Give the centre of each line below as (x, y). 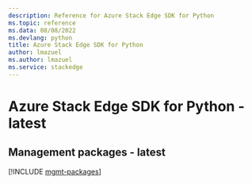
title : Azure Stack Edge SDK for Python (76, 45)
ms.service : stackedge (46, 67)
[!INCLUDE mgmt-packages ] (55, 171)
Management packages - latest (87, 153)
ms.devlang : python (40, 38)
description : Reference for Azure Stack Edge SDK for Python (111, 15)
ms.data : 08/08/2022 (42, 30)
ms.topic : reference (42, 23)
